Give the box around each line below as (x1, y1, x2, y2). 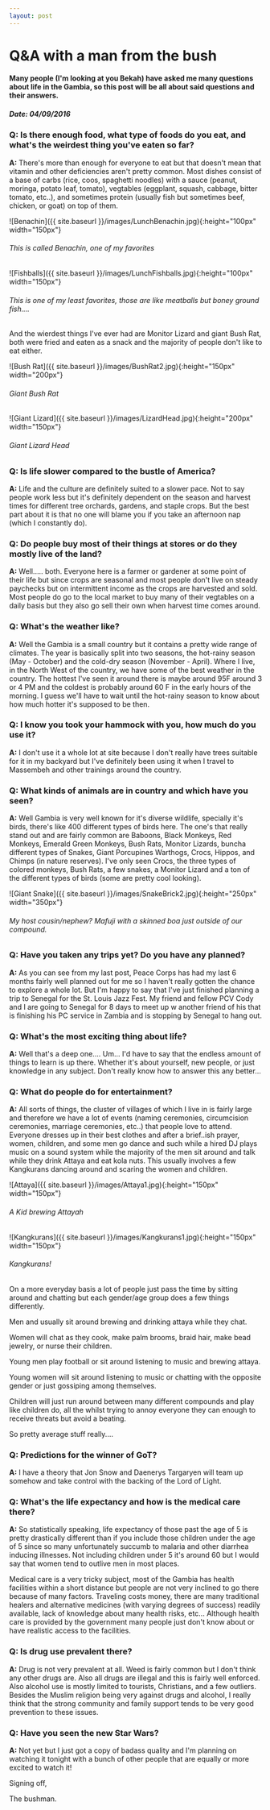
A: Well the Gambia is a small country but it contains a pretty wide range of (9, 639, 258, 649)
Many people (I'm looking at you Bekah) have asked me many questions (9, 73, 254, 83)
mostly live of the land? (9, 548, 103, 559)
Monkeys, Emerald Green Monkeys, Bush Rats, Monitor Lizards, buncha (9, 839, 247, 849)
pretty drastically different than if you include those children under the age (9, 1533, 256, 1543)
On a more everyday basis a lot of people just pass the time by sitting (9, 1284, 239, 1293)
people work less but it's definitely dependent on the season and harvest (9, 492, 252, 502)
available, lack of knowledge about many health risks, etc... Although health (9, 1609, 260, 1618)
